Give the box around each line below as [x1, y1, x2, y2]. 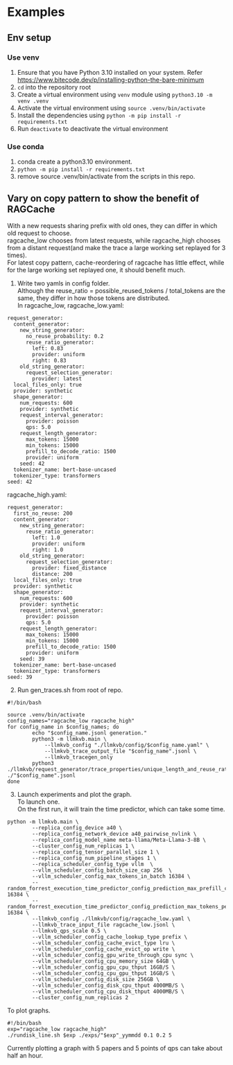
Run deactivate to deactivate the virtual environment [17, 124, 169, 132]
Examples [7, 4, 65, 20]
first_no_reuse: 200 [13, 510, 73, 517]
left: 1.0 [32, 534, 60, 541]
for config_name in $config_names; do [7, 723, 119, 730]
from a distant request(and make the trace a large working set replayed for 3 [7, 243, 226, 252]
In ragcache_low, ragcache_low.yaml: [17, 301, 125, 309]
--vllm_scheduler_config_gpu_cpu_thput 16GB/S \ [32, 964, 175, 971]
